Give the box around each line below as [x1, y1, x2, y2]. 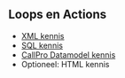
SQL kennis [20, 40, 64, 51]
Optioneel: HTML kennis [20, 58, 110, 69]
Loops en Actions [8, 7, 107, 22]
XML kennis [20, 30, 65, 41]
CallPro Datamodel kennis [20, 49, 116, 60]
